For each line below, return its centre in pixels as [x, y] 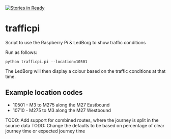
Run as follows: [21, 52]
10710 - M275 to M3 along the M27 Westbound [62, 110]
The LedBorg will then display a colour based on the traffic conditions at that [85, 71]
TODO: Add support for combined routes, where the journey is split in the [82, 120]
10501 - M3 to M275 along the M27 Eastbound [61, 105]
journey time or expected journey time [45, 131]
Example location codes [44, 92]
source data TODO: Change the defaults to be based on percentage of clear [85, 125]
